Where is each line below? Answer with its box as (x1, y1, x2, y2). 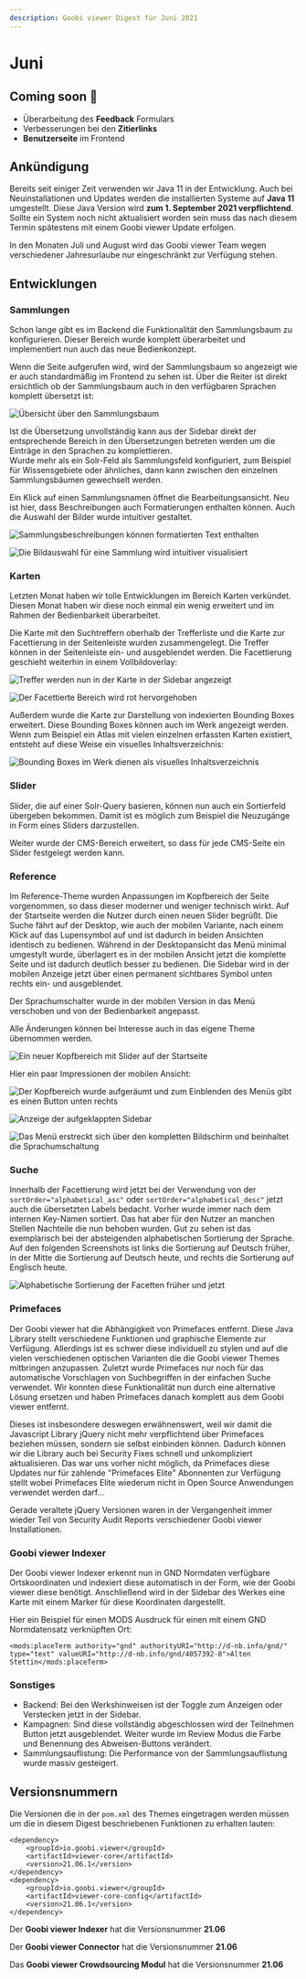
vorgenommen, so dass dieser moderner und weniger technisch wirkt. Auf (9, 901, 290, 912)
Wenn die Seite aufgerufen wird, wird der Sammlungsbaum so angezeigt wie (9, 362, 298, 373)
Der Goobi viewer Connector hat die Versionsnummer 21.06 (9, 1942, 237, 1953)
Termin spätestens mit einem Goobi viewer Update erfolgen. (9, 222, 237, 233)
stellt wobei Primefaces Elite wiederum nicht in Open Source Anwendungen (9, 1476, 294, 1487)
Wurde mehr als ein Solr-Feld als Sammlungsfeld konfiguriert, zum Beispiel (9, 455, 291, 466)
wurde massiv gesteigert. (22, 1758, 119, 1769)
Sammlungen (9, 303, 70, 316)
